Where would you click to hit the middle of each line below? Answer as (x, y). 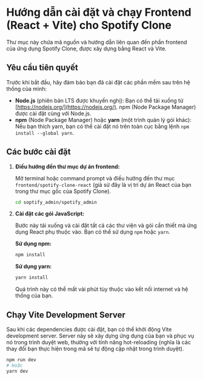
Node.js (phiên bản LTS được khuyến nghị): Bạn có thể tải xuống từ (99, 100)
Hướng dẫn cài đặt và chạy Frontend (99, 12)
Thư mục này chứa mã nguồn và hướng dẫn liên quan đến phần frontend (97, 42)
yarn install (32, 278)
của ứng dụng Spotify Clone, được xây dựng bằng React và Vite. (86, 49)
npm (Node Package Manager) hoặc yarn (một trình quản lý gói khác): (103, 120)
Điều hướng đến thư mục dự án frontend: (67, 166)
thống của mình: (27, 89)
